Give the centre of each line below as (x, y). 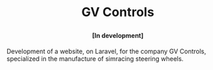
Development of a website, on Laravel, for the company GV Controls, (107, 51)
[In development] (118, 36)
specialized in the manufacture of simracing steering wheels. (95, 58)
